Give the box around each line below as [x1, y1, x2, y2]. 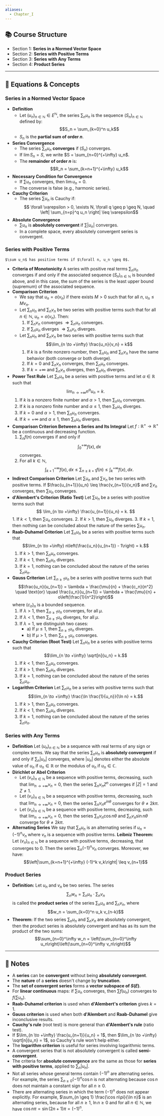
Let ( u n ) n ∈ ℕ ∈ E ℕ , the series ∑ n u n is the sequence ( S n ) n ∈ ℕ [19, 112, 143, 119]
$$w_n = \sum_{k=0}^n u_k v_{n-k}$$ [47, 909, 124, 915]
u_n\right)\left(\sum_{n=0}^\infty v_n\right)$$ [41, 941, 131, 947]
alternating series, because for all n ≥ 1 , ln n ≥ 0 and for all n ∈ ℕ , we [12, 1099, 152, 1105]
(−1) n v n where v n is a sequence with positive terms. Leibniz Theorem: [12, 831, 154, 839]
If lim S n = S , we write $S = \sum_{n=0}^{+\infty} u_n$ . [19, 152, 130, 159]
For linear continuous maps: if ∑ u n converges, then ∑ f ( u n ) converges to [12, 988, 157, 995]
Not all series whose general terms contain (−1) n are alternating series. [12, 1070, 155, 1076]
